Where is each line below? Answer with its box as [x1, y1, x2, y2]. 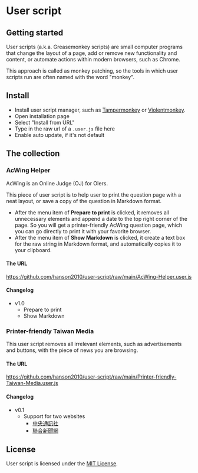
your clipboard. [14, 246, 52, 253]
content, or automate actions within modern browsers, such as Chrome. [6, 56, 181, 63]
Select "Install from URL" [14, 119, 75, 126]
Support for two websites [23, 412, 85, 420]
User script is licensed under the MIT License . [6, 460, 118, 467]
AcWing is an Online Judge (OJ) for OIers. [6, 180, 108, 187]
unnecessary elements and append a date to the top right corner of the [14, 215, 187, 222]
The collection [6, 149, 60, 159]
